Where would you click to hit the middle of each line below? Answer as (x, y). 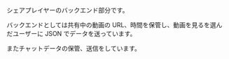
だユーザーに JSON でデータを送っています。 (71, 34)
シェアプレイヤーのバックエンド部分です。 (68, 10)
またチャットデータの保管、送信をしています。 (74, 48)
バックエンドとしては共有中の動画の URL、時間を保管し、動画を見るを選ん (114, 25)
